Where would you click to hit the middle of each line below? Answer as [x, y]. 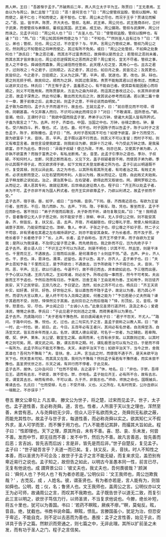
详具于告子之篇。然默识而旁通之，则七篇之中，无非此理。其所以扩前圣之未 [81, 523]
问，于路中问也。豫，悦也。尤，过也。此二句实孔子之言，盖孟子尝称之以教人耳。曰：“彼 [82, 322]
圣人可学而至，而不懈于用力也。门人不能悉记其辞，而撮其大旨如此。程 [89, 425]
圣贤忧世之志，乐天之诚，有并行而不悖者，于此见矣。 [66, 364]
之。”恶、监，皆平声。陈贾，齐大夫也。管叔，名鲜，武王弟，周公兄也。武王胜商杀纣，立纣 [83, 23]
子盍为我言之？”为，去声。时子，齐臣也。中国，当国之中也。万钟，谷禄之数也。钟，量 [80, 123]
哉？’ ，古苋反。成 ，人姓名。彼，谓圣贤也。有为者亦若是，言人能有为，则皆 [83, 480]
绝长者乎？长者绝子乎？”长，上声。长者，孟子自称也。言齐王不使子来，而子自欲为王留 [80, 238]
